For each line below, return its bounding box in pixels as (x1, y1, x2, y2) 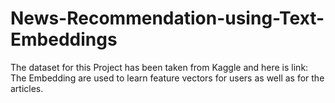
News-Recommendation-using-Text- (10, 7, 325, 30)
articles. (10, 82, 44, 94)
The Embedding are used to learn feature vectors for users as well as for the (10, 72, 325, 84)
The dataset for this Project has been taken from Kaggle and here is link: (10, 61, 309, 73)
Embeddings (10, 28, 118, 51)
